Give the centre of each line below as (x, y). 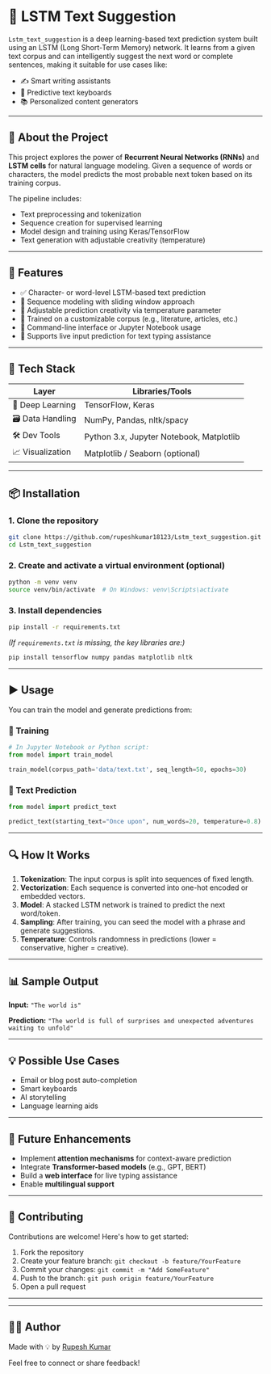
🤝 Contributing (46, 1217)
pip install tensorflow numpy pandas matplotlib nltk (101, 658)
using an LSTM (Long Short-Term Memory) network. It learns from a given (132, 47)
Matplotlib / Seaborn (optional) (142, 453)
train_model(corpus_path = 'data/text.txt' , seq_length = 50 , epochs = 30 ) (128, 769)
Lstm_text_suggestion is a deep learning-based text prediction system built (133, 39)
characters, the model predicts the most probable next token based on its (130, 174)
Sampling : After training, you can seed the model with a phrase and (133, 921)
